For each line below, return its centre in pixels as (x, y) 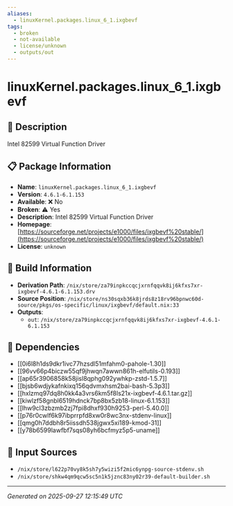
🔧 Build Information (50, 268)
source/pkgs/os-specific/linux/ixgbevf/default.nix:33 (98, 305)
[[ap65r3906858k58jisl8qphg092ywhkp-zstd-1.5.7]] (92, 379)
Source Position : (41, 298)
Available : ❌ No (40, 202)
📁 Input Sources (42, 452)
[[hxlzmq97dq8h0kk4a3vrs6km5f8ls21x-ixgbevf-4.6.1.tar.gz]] (105, 393)
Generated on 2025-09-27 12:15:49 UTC (65, 496)
